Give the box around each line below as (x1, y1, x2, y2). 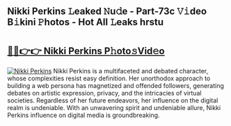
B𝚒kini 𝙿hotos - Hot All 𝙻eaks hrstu (7, 17, 164, 28)
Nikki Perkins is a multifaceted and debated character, (53, 67, 209, 75)
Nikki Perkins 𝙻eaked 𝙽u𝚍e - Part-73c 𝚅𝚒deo (7, 6, 207, 17)
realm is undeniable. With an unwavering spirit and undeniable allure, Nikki (7, 104, 221, 111)
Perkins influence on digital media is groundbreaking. (7, 111, 160, 119)
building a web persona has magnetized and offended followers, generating (7, 82, 225, 89)
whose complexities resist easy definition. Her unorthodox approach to (7, 74, 211, 82)
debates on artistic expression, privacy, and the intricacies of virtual (7, 89, 202, 97)
